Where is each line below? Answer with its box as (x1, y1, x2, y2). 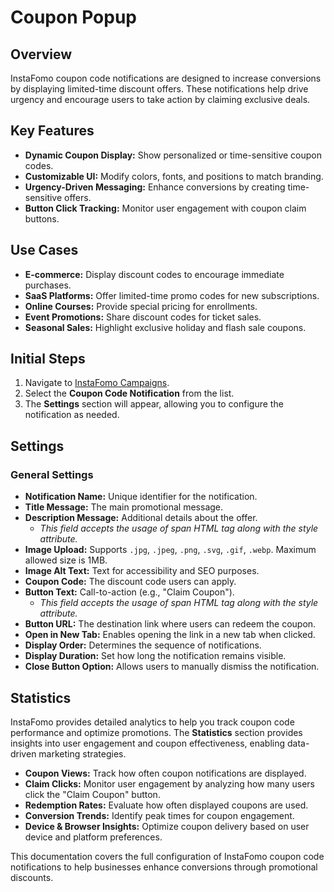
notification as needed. (24, 409, 120, 421)
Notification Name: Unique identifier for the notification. (24, 491, 258, 503)
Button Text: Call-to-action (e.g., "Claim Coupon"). (24, 586, 235, 598)
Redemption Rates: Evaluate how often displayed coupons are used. (24, 799, 309, 811)
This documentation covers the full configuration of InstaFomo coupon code (10, 850, 325, 862)
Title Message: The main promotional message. (24, 501, 224, 513)
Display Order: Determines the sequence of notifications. (24, 639, 262, 651)
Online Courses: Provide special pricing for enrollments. (24, 300, 258, 312)
